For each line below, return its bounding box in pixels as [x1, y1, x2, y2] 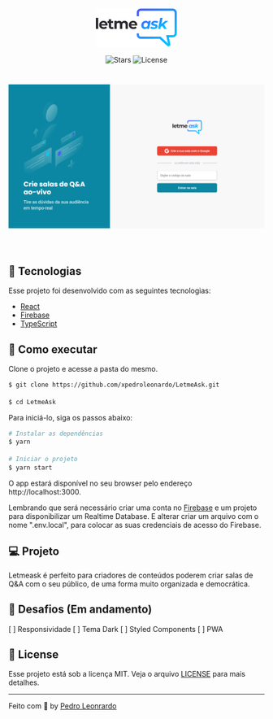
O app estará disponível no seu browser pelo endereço [8, 478, 193, 488]
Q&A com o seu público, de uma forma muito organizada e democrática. [8, 578, 250, 589]
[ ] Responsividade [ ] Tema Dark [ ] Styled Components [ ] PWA [8, 624, 223, 634]
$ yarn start [8, 464, 53, 472]
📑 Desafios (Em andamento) [8, 603, 153, 617]
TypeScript [19, 319, 58, 329]
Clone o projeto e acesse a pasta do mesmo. [8, 364, 158, 373]
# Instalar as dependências [8, 429, 104, 438]
